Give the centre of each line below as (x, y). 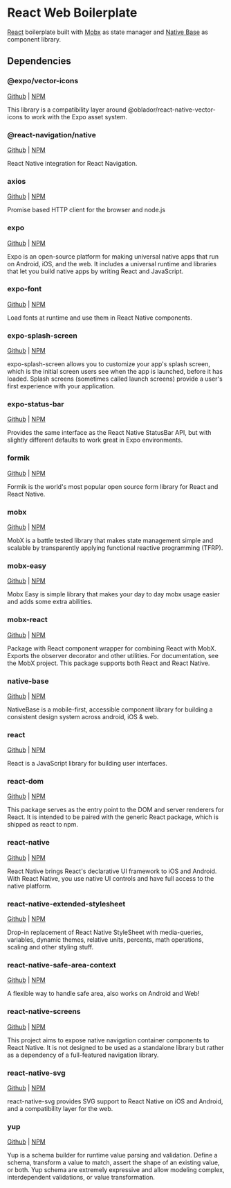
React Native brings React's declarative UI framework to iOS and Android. (112, 871)
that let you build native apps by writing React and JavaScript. (95, 271)
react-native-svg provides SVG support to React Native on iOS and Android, (115, 1101)
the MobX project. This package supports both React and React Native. (109, 663)
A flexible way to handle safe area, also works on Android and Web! (103, 994)
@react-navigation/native (52, 135)
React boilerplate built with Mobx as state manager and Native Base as (108, 32)
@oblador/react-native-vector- (172, 110)
